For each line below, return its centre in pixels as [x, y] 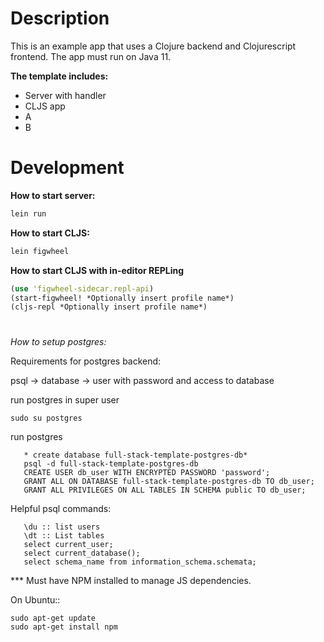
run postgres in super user [65, 400]
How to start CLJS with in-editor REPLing [97, 270]
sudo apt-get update [53, 618]
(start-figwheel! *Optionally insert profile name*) [122, 298]
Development [67, 168]
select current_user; [68, 545]
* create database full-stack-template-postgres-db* [135, 455]
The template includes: [59, 76]
